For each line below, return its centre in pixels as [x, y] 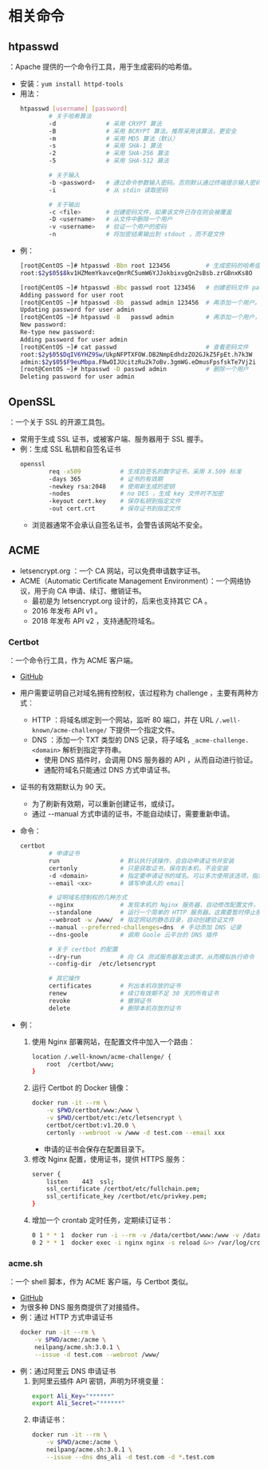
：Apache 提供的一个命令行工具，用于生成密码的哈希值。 [102, 66]
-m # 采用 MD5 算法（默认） [114, 138]
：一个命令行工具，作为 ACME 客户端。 [73, 661]
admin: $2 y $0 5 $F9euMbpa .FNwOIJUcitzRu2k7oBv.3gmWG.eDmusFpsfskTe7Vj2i [138, 362]
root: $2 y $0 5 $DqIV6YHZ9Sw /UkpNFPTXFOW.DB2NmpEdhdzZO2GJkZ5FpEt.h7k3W [136, 354]
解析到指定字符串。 [94, 750]
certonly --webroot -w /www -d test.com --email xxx [136, 1132]
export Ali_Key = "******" [73, 1396]
